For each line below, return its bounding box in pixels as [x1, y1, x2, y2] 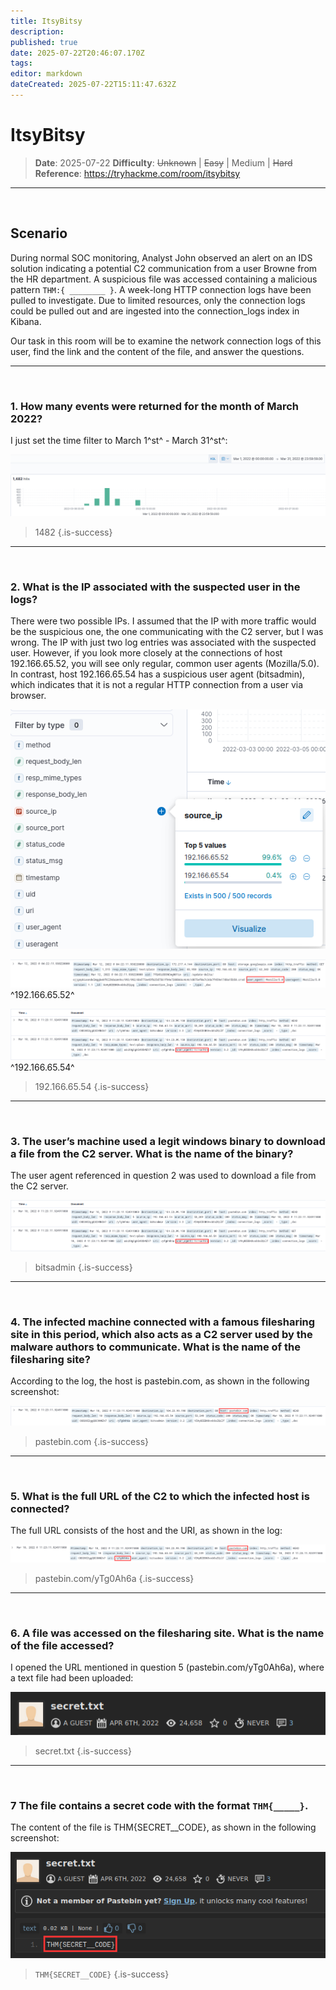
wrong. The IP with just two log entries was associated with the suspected [10, 636, 317, 649]
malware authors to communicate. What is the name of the [10, 1340, 301, 1354]
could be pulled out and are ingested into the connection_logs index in [10, 305, 300, 317]
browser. [10, 690, 47, 702]
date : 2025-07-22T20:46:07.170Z [10, 48, 145, 58]
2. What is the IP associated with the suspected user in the [10, 580, 301, 594]
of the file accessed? [10, 1638, 115, 1652]
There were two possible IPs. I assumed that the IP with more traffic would [10, 615, 317, 627]
